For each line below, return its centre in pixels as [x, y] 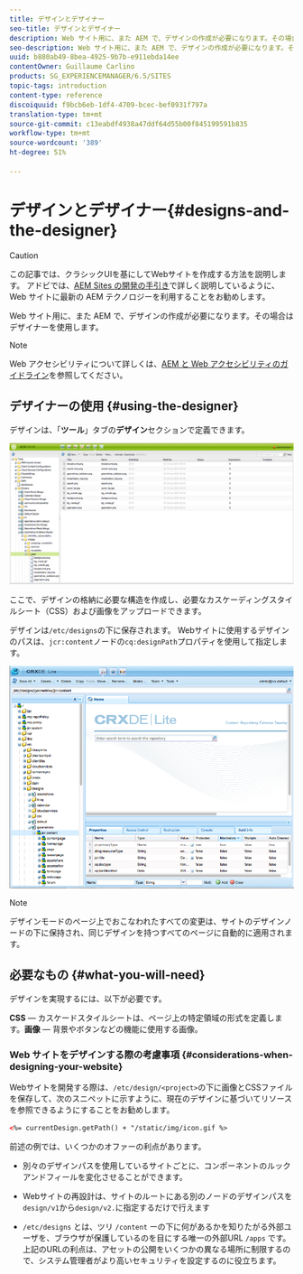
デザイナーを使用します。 [56, 327]
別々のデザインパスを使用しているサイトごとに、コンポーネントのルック [156, 1166]
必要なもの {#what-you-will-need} [107, 975]
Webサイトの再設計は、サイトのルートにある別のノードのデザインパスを [157, 1195]
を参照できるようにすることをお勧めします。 [92, 1110]
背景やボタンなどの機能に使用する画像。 [128, 1028]
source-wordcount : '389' [56, 143]
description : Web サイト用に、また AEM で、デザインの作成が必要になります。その [147, 38]
